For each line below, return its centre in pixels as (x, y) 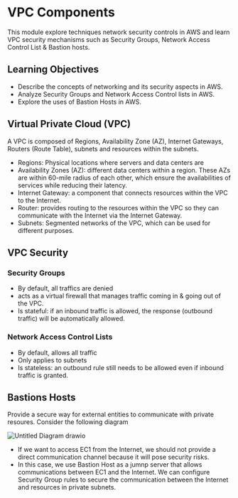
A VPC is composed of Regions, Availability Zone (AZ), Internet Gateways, (115, 141)
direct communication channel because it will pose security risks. (113, 457)
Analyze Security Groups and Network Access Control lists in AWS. (116, 94)
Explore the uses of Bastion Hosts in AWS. (80, 102)
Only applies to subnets (52, 360)
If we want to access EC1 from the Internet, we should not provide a (117, 450)
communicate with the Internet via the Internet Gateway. (100, 215)
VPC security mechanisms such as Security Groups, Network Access (109, 39)
